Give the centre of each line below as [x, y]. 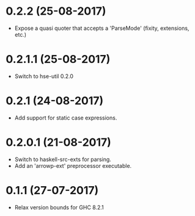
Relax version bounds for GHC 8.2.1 [59, 207]
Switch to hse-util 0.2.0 [44, 76]
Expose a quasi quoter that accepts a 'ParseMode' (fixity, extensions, [102, 28]
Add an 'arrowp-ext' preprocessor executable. [73, 165]
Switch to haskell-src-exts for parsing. [63, 159]
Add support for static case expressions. [66, 118]
